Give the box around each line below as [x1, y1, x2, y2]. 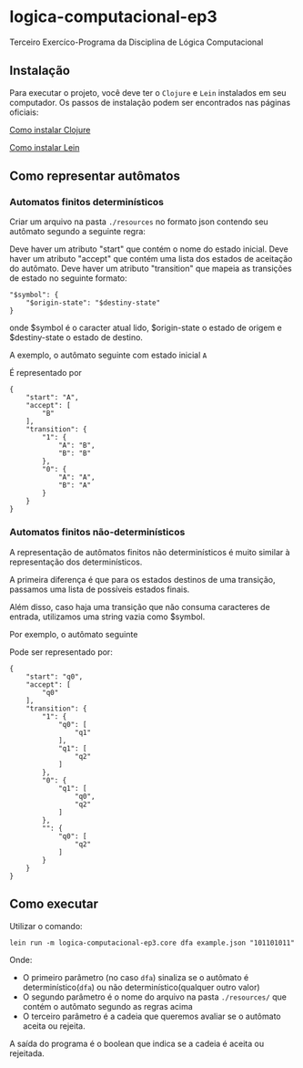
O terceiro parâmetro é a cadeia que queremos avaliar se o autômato [22, 1011, 281, 1021]
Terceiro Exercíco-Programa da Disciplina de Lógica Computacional [9, 36, 264, 47]
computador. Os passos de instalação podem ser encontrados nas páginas [9, 97, 291, 108]
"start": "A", [25, 393, 79, 402]
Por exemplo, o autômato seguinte [9, 628, 138, 639]
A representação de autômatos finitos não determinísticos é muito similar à [9, 546, 290, 557]
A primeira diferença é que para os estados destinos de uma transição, [9, 574, 276, 585]
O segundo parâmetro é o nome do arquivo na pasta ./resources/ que [22, 991, 287, 1002]
